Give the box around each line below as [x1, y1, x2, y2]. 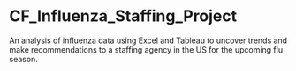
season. [9, 53, 38, 64]
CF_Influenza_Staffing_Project [9, 6, 238, 26]
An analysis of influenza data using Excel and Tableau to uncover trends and [9, 35, 288, 46]
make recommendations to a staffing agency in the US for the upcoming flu [9, 44, 284, 54]
